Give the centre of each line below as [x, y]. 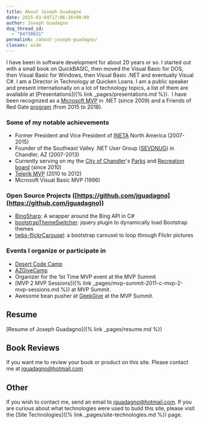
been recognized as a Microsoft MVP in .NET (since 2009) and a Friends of [99, 100]
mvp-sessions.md [37, 289]
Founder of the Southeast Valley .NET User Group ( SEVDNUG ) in [95, 148]
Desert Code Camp [39, 264]
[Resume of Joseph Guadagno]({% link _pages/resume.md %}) [84, 329]
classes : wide [24, 46]
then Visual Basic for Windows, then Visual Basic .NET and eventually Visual [100, 75]
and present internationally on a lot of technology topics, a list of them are [97, 88]
